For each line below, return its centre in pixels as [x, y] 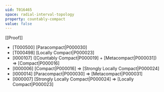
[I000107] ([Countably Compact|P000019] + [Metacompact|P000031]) [84, 58]
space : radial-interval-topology [40, 14]
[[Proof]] [14, 38]
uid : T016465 [19, 10]
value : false [19, 24]
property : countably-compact [35, 19]
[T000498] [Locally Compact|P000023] [53, 53]
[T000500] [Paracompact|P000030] [50, 47]
